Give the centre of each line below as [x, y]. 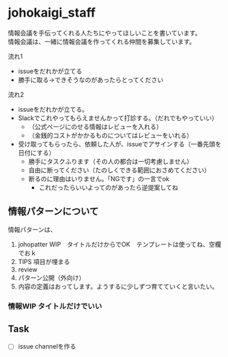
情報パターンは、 [32, 229]
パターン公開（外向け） [51, 277]
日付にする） [36, 152]
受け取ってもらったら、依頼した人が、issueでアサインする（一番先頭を [120, 144]
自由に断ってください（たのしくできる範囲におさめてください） [119, 170]
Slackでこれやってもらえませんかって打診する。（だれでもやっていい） [118, 118]
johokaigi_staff [52, 13]
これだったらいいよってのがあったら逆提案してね [108, 187]
